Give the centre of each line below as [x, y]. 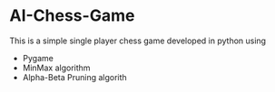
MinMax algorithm [56, 68]
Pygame [38, 58]
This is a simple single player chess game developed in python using [137, 41]
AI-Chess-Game [72, 16]
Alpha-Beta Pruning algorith [74, 77]
